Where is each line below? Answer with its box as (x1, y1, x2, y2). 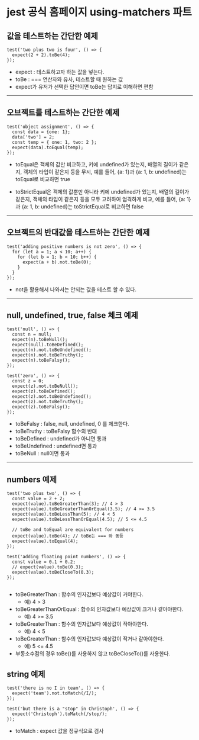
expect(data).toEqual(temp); (12, 144, 84, 150)
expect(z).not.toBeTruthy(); (12, 399, 84, 405)
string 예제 (6, 669, 45, 679)
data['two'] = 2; (12, 134, 55, 140)
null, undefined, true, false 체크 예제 (6, 310, 138, 320)
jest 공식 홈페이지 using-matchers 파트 (6, 5, 193, 19)
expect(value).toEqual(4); (12, 538, 79, 545)
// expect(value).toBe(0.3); (12, 564, 84, 570)
